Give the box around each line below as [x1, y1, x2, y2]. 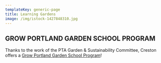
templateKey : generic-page [5, 7, 60, 12]
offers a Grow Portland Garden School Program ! [5, 52, 102, 59]
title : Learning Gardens [5, 12, 56, 17]
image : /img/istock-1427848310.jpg [5, 16, 78, 21]
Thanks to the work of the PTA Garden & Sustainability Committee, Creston [5, 47, 157, 53]
